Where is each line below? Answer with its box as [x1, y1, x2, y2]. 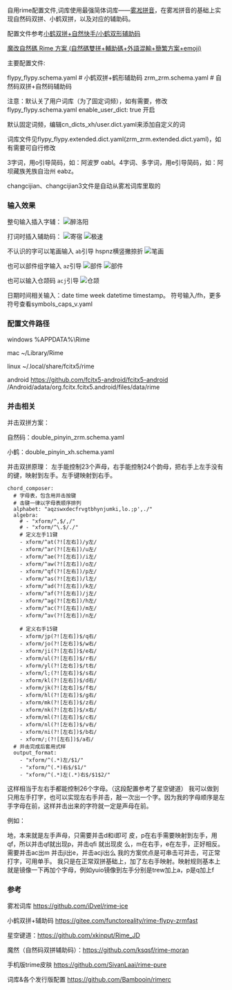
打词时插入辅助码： [7, 233, 62, 241]
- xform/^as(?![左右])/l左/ [19, 575, 97, 582]
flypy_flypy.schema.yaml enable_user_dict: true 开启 [7, 106, 155, 114]
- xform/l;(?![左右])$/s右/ [19, 669, 97, 676]
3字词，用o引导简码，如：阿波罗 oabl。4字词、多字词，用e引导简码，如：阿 [7, 159, 224, 166]
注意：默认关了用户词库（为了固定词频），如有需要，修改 [7, 97, 168, 105]
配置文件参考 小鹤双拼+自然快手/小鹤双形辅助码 [7, 30, 141, 37]
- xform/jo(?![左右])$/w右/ [19, 640, 97, 647]
